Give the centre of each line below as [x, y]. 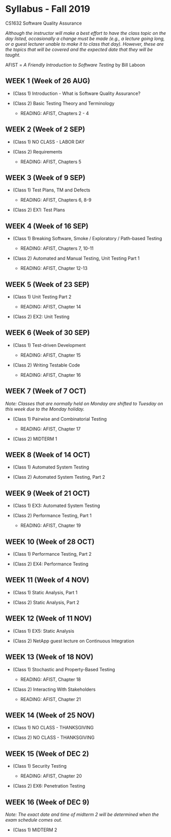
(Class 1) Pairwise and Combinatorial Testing [60, 419]
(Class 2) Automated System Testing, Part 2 [59, 477]
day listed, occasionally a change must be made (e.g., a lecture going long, [85, 38]
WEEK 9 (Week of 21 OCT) [48, 493]
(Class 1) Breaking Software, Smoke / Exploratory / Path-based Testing [87, 239]
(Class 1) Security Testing [40, 766]
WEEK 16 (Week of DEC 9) [47, 802]
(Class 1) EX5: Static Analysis [43, 631]
